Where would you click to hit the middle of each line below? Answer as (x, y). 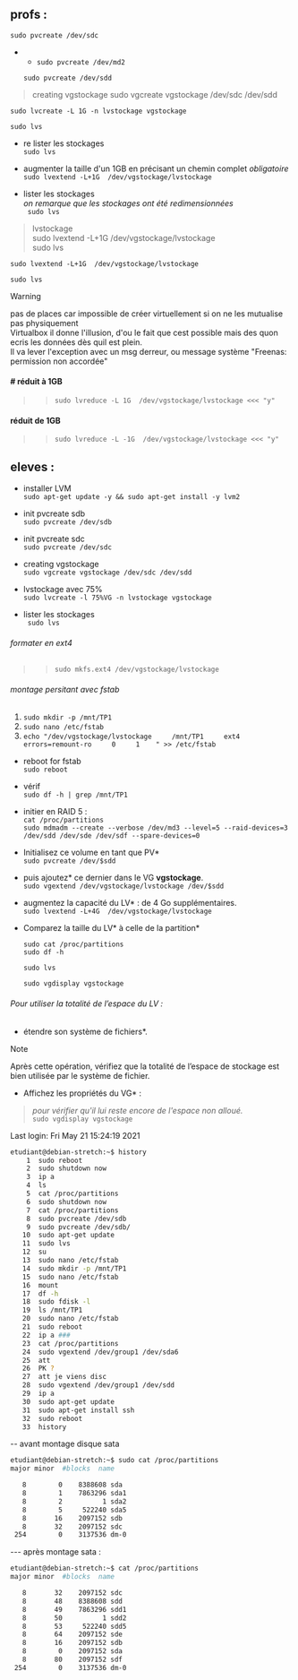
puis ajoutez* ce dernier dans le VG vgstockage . (113, 878)
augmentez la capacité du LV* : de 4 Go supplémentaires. (130, 903)
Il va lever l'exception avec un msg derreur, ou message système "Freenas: (149, 351)
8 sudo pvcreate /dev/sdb (77, 1219)
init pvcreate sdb (54, 513)
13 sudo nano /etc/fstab (70, 1261)
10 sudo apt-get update (68, 1236)
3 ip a (40, 1177)
